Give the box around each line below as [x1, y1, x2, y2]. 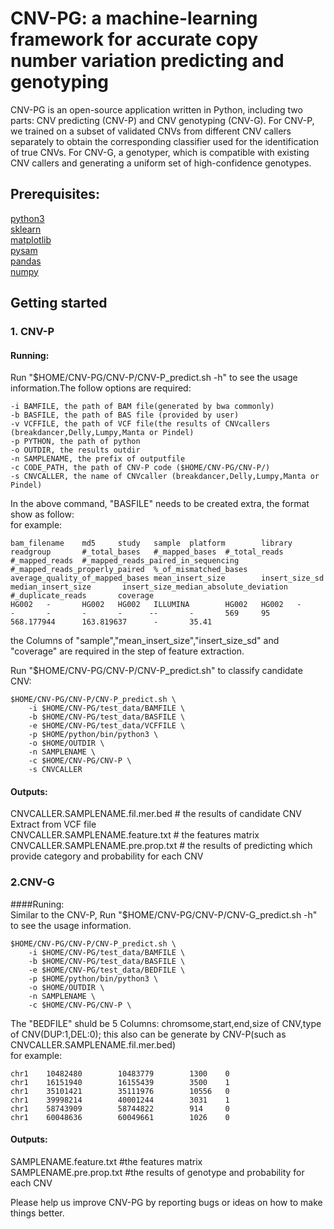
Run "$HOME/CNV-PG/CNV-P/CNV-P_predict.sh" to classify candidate [10, 665, 303, 677]
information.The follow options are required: [10, 382, 192, 394]
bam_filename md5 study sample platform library [10, 538, 293, 549]
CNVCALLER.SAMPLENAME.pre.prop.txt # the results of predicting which [10, 840, 313, 852]
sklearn [10, 223, 42, 235]
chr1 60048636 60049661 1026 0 [10, 1112, 230, 1122]
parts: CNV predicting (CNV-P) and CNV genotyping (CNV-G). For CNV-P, [10, 114, 315, 126]
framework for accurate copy [10, 28, 259, 51]
